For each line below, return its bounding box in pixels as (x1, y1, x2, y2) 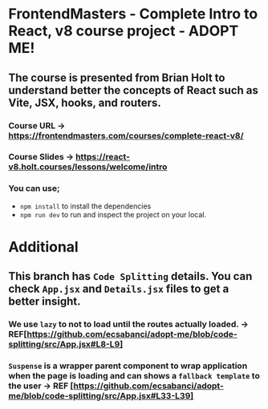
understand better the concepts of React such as (8, 83, 259, 97)
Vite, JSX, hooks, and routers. (8, 95, 162, 109)
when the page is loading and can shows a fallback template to (8, 371, 261, 382)
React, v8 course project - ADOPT (8, 22, 239, 40)
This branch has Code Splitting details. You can (8, 269, 253, 283)
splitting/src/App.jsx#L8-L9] (8, 338, 124, 350)
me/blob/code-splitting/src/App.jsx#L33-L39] (8, 391, 194, 402)
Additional (8, 237, 79, 256)
